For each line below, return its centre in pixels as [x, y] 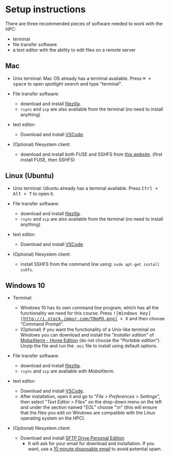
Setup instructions [45, 9]
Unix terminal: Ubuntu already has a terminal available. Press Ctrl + [85, 188]
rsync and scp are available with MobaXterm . [67, 371]
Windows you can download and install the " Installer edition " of [87, 335]
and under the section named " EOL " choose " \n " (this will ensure [89, 407]
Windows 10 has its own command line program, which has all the [90, 308]
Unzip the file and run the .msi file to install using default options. [89, 346]
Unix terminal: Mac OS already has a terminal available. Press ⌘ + [82, 78]
